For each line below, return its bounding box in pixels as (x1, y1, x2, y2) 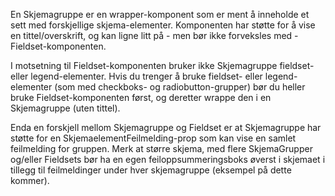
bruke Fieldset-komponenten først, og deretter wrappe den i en (10, 92, 272, 103)
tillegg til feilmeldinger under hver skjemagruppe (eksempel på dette (10, 164, 292, 176)
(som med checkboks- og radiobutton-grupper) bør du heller (54, 81, 306, 93)
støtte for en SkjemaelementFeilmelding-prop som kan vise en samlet (10, 132, 297, 144)
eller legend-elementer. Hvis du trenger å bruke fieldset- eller (10, 70, 263, 82)
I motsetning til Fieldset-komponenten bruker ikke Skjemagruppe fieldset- (10, 60, 315, 71)
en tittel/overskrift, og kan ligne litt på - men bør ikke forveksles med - (10, 30, 299, 41)
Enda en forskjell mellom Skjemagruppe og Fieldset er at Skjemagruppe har (10, 122, 322, 133)
